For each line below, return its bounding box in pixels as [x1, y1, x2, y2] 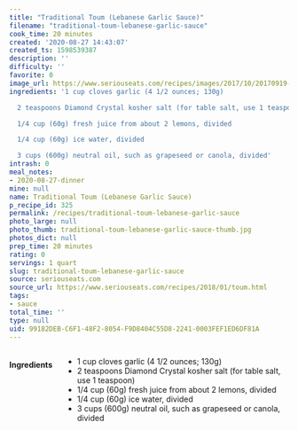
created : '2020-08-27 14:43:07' [9, 37, 129, 47]
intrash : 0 [9, 160, 50, 168]
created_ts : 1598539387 [9, 46, 98, 55]
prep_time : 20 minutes [9, 241, 93, 251]
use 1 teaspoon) [76, 375, 136, 386]
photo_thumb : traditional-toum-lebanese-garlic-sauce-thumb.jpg [9, 225, 252, 235]
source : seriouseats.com [9, 275, 101, 284]
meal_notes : [9, 168, 53, 176]
